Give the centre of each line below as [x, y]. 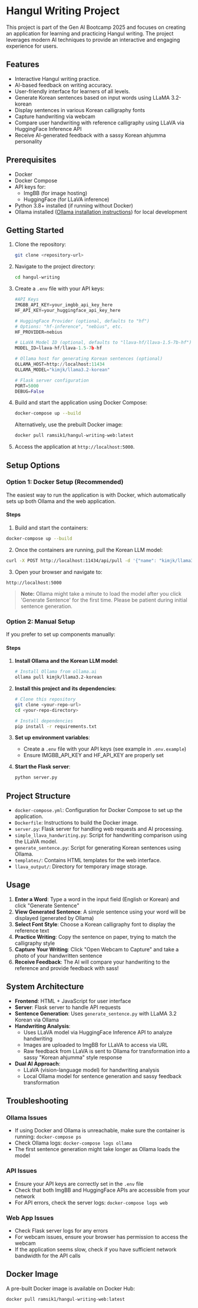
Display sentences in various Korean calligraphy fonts [80, 110]
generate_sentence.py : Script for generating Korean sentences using [98, 848]
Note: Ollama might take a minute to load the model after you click [101, 593]
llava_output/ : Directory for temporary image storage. [81, 867]
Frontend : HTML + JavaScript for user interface [73, 1001]
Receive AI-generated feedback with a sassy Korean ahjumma [90, 135]
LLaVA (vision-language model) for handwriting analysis [91, 1070]
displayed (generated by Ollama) [54, 918]
